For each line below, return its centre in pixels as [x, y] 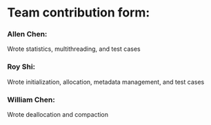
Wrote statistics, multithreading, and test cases [74, 49]
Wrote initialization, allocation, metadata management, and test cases [106, 82]
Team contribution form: [79, 13]
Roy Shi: [21, 67]
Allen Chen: [27, 34]
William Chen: [31, 100]
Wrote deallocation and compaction [58, 115]
